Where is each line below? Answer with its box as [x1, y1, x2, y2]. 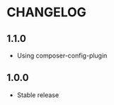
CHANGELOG [6, 4, 86, 21]
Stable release [16, 90, 59, 99]
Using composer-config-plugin [16, 51, 108, 60]
